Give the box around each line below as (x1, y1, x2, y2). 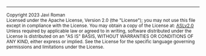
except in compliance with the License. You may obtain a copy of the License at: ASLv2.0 (6, 23, 194, 29)
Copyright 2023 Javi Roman (6, 12, 66, 18)
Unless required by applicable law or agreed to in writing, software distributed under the (6, 28, 192, 34)
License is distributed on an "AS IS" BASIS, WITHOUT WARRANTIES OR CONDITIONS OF (6, 33, 194, 40)
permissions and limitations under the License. (6, 44, 105, 50)
